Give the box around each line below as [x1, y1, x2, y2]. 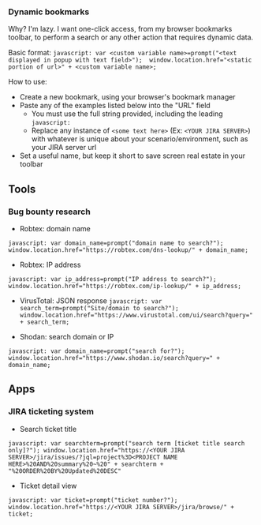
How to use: [8, 77, 47, 87]
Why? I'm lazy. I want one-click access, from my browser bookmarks [8, 24, 233, 34]
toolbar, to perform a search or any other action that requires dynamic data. [8, 32, 254, 42]
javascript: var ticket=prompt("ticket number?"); [8, 496, 178, 504]
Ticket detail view [19, 481, 77, 490]
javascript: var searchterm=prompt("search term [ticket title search [8, 439, 245, 448]
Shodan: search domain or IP [19, 332, 114, 341]
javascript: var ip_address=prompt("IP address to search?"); [8, 275, 217, 283]
